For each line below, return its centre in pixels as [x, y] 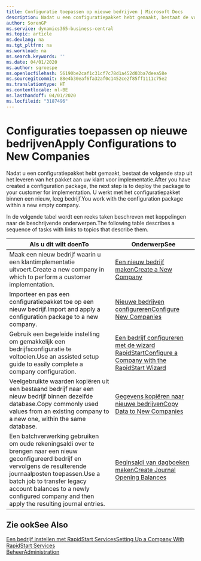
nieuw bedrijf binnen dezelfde [51, 396]
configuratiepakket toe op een [51, 302]
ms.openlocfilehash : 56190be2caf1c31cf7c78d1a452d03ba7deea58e [87, 73]
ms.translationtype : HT [36, 85]
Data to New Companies [149, 411]
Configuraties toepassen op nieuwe [97, 131]
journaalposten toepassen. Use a [55, 473]
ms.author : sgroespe [32, 68]
